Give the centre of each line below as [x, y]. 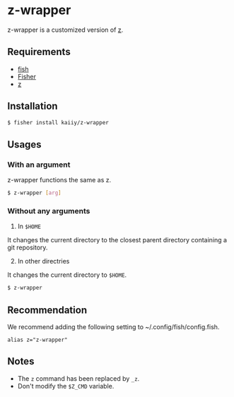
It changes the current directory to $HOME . [67, 275]
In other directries [43, 261]
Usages [24, 144]
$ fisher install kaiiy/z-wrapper [58, 122]
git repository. [28, 248]
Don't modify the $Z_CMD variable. [66, 386]
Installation [33, 106]
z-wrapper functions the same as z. [59, 180]
